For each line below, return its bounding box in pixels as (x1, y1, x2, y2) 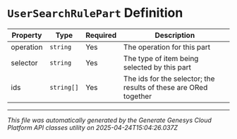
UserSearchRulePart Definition (7, 5, 183, 21)
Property (11, 30, 42, 40)
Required (85, 30, 117, 40)
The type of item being (123, 53, 199, 63)
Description (154, 30, 195, 40)
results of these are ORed (123, 82, 208, 92)
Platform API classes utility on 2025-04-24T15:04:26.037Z (7, 123, 178, 131)
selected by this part (123, 62, 192, 72)
